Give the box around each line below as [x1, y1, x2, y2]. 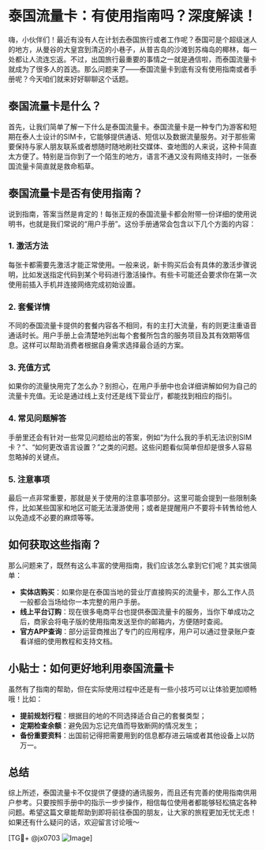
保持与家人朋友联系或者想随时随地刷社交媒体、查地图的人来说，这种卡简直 [14, 141, 257, 151]
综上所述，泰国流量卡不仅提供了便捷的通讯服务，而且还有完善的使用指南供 [8, 788, 250, 797]
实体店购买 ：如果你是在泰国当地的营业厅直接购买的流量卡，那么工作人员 [19, 587, 255, 596]
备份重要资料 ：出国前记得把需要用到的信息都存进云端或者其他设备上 [19, 730, 241, 740]
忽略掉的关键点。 [8, 452, 64, 461]
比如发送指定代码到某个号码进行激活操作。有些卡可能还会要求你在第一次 [21, 270, 257, 279]
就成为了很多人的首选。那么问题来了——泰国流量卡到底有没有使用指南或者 [8, 64, 250, 73]
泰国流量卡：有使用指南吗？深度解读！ [8, 7, 258, 25]
